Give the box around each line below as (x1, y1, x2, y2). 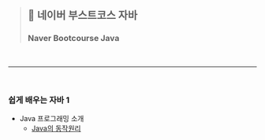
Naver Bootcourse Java (27, 33, 120, 44)
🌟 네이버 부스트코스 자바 (27, 9, 138, 22)
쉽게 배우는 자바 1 (8, 94, 70, 105)
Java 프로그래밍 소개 (19, 113, 84, 123)
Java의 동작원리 (31, 123, 81, 133)
